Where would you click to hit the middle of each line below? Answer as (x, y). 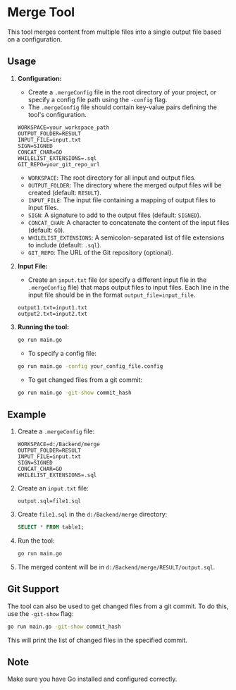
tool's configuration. (57, 114)
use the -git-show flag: (41, 613)
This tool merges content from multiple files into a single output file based (114, 32)
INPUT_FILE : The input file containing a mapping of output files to (122, 200)
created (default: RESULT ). (64, 192)
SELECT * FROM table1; (51, 527)
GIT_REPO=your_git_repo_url (58, 164)
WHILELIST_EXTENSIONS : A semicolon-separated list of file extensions (126, 238)
